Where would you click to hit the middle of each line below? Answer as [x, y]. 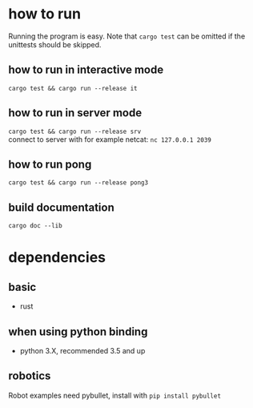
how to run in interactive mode [86, 70]
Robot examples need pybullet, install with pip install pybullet [115, 395]
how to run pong [50, 164]
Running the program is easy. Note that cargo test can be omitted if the [127, 36]
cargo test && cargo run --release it [73, 88]
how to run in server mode [75, 113]
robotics [30, 376]
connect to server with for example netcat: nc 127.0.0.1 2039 [110, 139]
